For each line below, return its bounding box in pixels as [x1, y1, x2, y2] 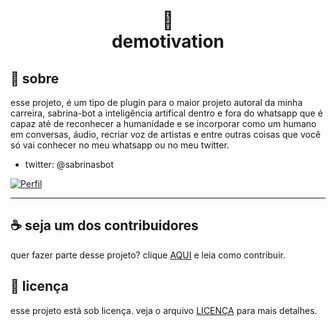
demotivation [111, 30, 225, 53]
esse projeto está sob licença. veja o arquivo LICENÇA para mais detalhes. [10, 304, 318, 316]
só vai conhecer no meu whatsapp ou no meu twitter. [10, 139, 230, 151]
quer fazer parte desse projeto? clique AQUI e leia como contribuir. [10, 249, 286, 261]
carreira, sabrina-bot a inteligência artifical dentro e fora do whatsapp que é [10, 107, 323, 119]
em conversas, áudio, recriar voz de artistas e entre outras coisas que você [10, 129, 322, 140]
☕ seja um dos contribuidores [10, 217, 199, 234]
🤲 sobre [10, 70, 60, 87]
